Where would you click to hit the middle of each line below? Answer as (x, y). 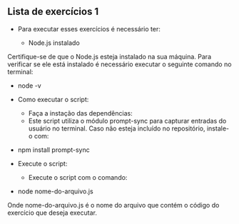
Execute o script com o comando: (78, 177)
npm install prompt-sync (54, 150)
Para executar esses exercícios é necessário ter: (89, 29)
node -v (29, 86)
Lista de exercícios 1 (53, 12)
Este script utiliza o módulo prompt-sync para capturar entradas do (127, 121)
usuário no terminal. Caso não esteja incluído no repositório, (117, 128)
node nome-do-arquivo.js (56, 191)
